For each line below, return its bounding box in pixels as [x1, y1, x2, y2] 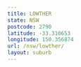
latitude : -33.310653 [7, 29, 71, 37]
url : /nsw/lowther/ [7, 43, 65, 50]
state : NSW [7, 17, 39, 24]
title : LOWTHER [7, 10, 52, 17]
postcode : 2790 [7, 23, 52, 30]
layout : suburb [7, 50, 52, 57]
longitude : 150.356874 [7, 36, 74, 43]
